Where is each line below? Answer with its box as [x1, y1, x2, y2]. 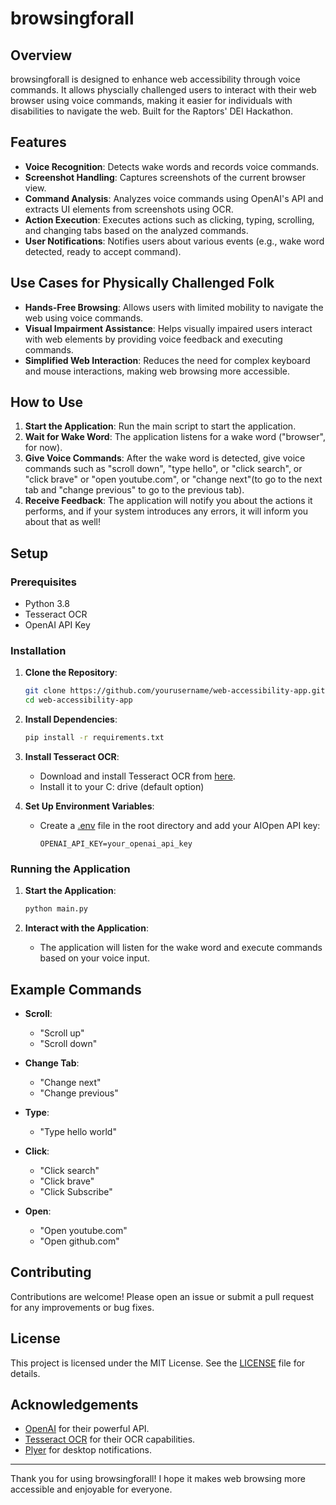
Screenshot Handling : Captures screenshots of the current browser [24, 171, 306, 183]
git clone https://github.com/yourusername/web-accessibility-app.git [24, 686, 326, 696]
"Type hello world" [39, 1126, 117, 1138]
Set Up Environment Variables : [24, 800, 155, 812]
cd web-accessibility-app [24, 695, 133, 706]
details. [10, 1367, 41, 1379]
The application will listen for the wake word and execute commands [39, 942, 323, 954]
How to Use [10, 394, 84, 411]
